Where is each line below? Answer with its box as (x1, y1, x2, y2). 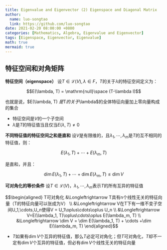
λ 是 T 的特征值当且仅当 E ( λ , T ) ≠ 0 (12, 122, 80, 128)
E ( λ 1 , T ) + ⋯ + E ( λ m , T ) (60, 149, 107, 157)
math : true (5, 40, 28, 45)
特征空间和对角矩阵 (5, 64, 64, 73)
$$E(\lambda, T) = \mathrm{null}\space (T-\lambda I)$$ (26, 88, 141, 94)
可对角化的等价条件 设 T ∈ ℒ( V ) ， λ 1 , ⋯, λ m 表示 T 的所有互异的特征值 (5, 182, 144, 190)
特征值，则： (5, 139, 31, 145)
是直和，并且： (5, 161, 36, 167)
